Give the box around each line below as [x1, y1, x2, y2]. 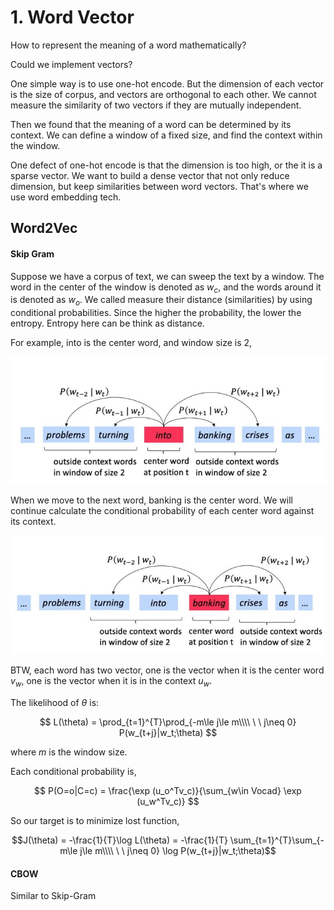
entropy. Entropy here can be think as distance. [10, 317, 205, 330]
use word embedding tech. [10, 191, 122, 203]
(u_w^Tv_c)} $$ [136, 796, 200, 807]
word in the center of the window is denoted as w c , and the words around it [10, 281, 322, 295]
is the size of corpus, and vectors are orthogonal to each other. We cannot [10, 88, 317, 100]
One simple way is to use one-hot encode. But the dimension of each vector [10, 77, 325, 90]
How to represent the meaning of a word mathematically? [10, 39, 247, 51]
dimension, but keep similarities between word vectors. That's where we [10, 180, 309, 192]
